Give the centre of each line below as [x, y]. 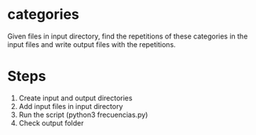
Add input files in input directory [71, 106]
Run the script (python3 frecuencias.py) [83, 115]
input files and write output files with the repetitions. [91, 44]
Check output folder [51, 122]
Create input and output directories [75, 98]
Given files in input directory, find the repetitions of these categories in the [128, 36]
